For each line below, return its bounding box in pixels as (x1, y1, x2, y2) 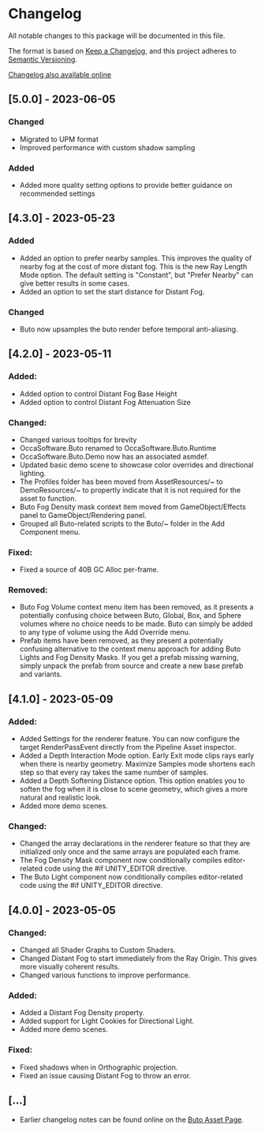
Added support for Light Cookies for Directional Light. (19, 1016, 195, 1026)
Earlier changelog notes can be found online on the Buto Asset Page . (19, 1115, 244, 1124)
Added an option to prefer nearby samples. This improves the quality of (19, 253, 252, 263)
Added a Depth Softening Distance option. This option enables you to (19, 776, 245, 785)
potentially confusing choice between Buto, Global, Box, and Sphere (19, 611, 242, 620)
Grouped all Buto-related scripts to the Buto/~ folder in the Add (19, 519, 225, 528)
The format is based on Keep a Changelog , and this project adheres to (8, 46, 237, 55)
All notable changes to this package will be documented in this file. (8, 31, 226, 40)
